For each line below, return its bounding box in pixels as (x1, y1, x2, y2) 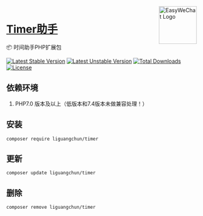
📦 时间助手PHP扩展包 (6, 43, 62, 51)
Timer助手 (6, 22, 58, 36)
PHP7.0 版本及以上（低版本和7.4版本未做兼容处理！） (14, 100, 148, 107)
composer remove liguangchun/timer (6, 205, 96, 211)
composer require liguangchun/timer (6, 136, 98, 142)
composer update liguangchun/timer (6, 170, 96, 176)
